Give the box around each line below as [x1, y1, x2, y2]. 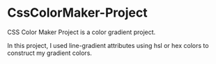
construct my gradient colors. [7, 49, 93, 57]
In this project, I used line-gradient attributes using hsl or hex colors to [7, 41, 209, 49]
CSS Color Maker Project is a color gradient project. [7, 28, 156, 36]
